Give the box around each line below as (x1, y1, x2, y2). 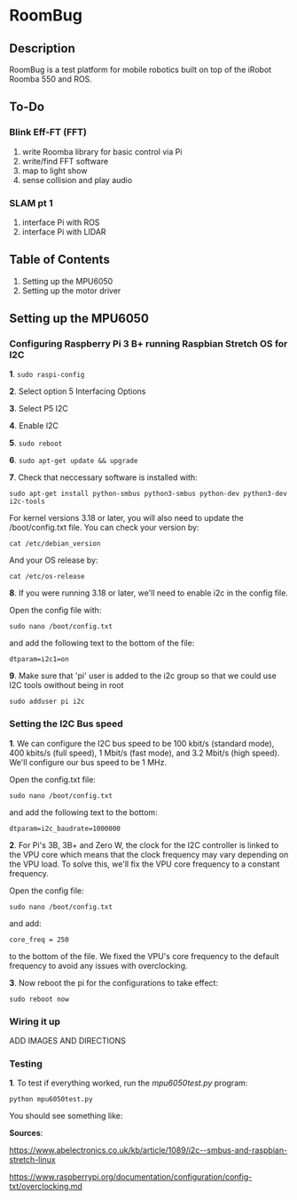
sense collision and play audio (21, 174, 133, 185)
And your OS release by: (9, 555, 98, 565)
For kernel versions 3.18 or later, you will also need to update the (9, 513, 244, 524)
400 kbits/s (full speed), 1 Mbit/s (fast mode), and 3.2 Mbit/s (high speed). (9, 748, 280, 758)
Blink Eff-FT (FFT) (9, 126, 87, 139)
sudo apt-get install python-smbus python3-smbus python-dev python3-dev (9, 490, 288, 499)
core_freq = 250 (9, 935, 69, 944)
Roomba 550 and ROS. (9, 74, 93, 84)
